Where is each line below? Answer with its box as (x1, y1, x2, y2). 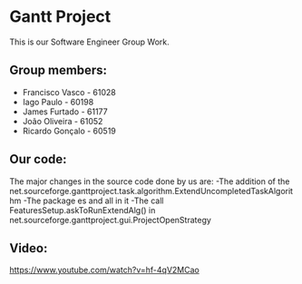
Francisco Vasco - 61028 (22, 86, 116, 97)
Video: (9, 240, 48, 256)
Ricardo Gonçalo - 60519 (22, 125, 116, 136)
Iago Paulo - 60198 (22, 96, 94, 107)
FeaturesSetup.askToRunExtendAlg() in (9, 204, 156, 215)
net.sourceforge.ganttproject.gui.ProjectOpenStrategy (9, 214, 211, 225)
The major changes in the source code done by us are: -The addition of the (9, 175, 290, 187)
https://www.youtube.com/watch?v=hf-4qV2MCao (9, 265, 200, 276)
